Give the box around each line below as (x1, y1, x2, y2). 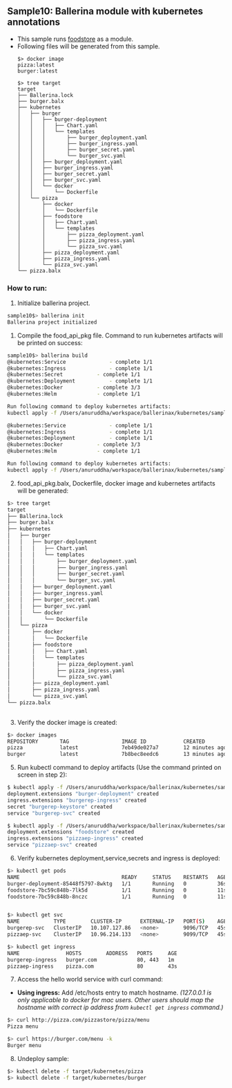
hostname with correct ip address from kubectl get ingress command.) (17, 1003, 224, 1012)
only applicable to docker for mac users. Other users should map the (17, 996, 214, 1004)
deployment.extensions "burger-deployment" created (7, 791, 159, 797)
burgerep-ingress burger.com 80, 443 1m (7, 956, 175, 963)
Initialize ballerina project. (17, 299, 91, 307)
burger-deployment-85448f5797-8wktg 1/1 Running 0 (7, 880, 187, 887)
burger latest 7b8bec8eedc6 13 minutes (7, 750, 215, 758)
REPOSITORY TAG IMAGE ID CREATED (7, 738, 206, 745)
